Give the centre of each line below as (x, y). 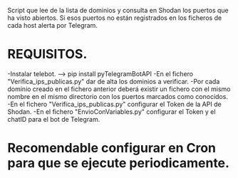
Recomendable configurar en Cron (112, 148)
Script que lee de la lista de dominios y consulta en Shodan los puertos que (118, 10)
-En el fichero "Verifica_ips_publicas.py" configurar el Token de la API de (115, 104)
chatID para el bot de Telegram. (54, 119)
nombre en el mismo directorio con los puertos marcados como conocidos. (118, 96)
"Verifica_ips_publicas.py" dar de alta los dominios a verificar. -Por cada (114, 81)
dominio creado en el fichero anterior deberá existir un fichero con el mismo (119, 89)
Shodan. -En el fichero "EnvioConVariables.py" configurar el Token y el (112, 111)
